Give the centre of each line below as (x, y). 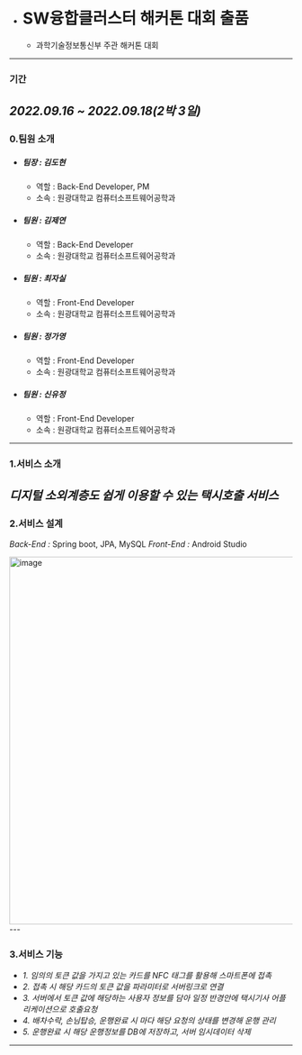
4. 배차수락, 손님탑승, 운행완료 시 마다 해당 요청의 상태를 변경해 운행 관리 (149, 1020)
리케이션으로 (44, 1009)
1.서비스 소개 (35, 463)
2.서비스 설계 (36, 523)
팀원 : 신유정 (44, 394)
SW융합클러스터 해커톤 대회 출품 (135, 18)
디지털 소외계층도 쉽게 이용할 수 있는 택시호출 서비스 (144, 496)
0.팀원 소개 (32, 139)
